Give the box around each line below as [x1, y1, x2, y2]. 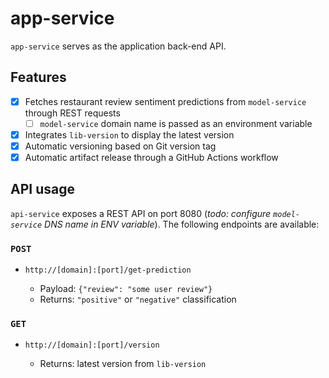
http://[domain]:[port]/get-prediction [24, 265, 192, 276]
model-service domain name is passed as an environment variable [39, 117, 313, 129]
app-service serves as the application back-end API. [10, 40, 227, 52]
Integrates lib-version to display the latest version [24, 128, 235, 141]
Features [10, 69, 67, 86]
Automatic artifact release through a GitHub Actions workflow [24, 152, 279, 163]
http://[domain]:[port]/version [24, 340, 160, 351]
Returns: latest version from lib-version [39, 358, 207, 370]
